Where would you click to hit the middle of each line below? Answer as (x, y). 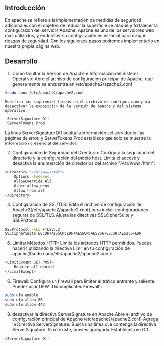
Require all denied (34, 267)
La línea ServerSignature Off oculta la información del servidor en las (75, 133)
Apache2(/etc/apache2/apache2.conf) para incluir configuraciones (80, 210)
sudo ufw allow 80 (24, 300)
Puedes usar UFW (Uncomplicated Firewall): (57, 286)
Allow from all (29, 190)
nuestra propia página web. (33, 46)
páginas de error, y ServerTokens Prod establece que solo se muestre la (78, 138)
